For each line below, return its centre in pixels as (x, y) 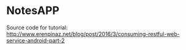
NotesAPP (33, 11)
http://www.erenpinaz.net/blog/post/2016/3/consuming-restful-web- (93, 34)
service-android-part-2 (36, 40)
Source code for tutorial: (37, 27)
